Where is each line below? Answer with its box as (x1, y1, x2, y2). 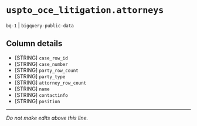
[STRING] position (14, 97, 60, 104)
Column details (6, 38, 63, 48)
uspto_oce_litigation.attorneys (6, 5, 164, 16)
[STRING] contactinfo (14, 91, 69, 98)
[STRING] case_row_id (14, 54, 69, 61)
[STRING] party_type (14, 72, 66, 80)
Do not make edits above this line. (6, 114, 89, 121)
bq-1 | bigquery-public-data (6, 22, 74, 29)
